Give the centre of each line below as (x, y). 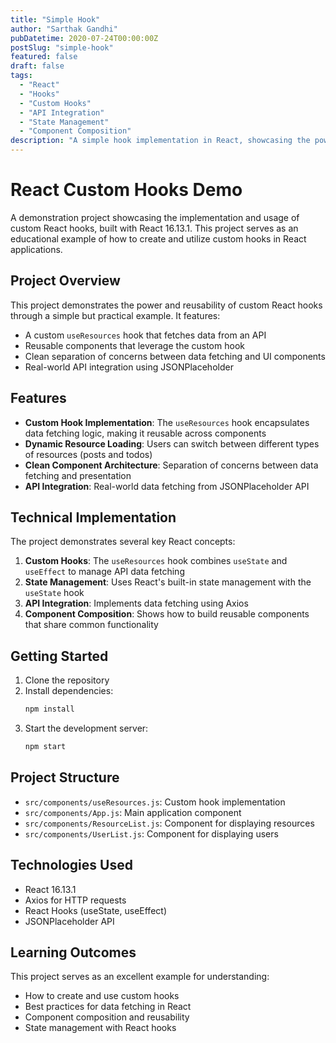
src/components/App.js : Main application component (133, 812)
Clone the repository (67, 680)
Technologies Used (71, 865)
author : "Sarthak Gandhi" (64, 29)
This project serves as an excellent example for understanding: (140, 977)
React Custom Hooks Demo (126, 190)
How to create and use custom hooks (102, 996)
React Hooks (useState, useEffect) (95, 910)
